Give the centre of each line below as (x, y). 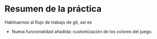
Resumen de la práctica (53, 9)
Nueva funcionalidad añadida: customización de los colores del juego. (82, 31)
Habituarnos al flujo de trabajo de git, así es (48, 22)
